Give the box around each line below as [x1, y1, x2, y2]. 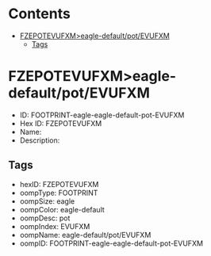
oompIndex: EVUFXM [19, 221, 90, 231]
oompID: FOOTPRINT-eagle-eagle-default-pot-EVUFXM [19, 239, 204, 248]
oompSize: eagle [19, 196, 75, 206]
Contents [8, 5, 71, 23]
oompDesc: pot [19, 213, 71, 223]
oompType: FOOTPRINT [19, 188, 98, 197]
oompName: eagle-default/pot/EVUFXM [19, 230, 152, 239]
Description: [19, 136, 60, 145]
